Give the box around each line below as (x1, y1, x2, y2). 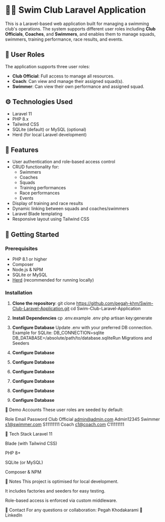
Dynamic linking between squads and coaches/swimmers (12, 206, 129, 211)
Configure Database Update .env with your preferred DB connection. (12, 325, 153, 331)
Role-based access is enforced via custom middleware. (5, 497, 117, 503)
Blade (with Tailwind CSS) (5, 441, 57, 446)
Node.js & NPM (12, 267, 43, 273)
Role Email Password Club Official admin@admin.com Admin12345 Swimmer (5, 417, 161, 422)
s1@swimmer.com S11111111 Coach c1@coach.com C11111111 (5, 421, 124, 427)
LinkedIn (5, 512, 23, 518)
